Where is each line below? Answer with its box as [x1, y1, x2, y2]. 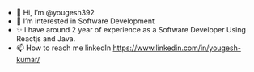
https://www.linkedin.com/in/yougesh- [112, 43, 241, 53]
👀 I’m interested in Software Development [15, 16, 155, 26]
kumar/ [15, 55, 40, 64]
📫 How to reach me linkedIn [15, 43, 112, 53]
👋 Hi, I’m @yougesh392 [15, 8, 95, 17]
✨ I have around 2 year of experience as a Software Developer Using [15, 25, 247, 34]
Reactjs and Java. [15, 34, 76, 44]
